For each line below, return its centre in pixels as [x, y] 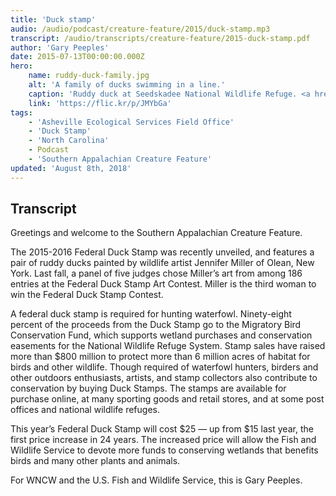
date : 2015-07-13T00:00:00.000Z [77, 57]
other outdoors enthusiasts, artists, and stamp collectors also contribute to [164, 378]
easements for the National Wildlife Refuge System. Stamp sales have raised [168, 346]
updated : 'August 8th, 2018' [71, 168]
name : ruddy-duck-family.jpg [89, 76]
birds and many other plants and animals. [95, 461]
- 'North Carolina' [69, 141]
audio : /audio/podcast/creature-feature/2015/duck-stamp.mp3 [140, 29]
